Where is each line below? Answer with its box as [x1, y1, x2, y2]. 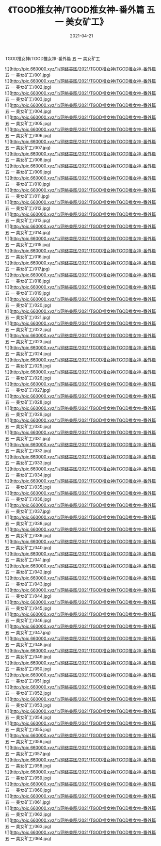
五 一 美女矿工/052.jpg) [5, 690, 52, 696]
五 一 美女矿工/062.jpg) [5, 811, 52, 817]
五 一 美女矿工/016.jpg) [5, 254, 51, 259]
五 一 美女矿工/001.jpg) [5, 72, 51, 78]
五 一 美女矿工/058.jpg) [5, 763, 52, 768]
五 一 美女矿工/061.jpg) [5, 799, 51, 805]
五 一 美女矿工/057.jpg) [5, 750, 51, 756]
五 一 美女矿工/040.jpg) [5, 544, 52, 550]
